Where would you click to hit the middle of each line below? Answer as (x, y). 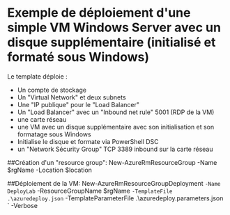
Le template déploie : (37, 76)
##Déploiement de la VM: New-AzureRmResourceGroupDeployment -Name (114, 183)
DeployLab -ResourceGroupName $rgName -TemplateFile (90, 191)
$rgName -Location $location (50, 170)
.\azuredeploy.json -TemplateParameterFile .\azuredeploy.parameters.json (115, 198)
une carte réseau (42, 119)
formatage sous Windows (54, 134)
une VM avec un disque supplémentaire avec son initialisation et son (116, 127)
